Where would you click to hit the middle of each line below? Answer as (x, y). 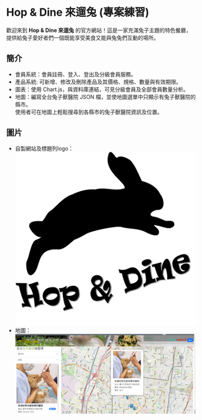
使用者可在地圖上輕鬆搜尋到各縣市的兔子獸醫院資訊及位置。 (89, 111)
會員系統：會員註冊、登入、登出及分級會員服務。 (75, 74)
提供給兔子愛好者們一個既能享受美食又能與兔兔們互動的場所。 (83, 37)
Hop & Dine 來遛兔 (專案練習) (78, 12)
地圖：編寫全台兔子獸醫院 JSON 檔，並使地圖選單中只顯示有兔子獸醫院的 (105, 96)
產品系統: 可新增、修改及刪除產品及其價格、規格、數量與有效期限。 (98, 81)
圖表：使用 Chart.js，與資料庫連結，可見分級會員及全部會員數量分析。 (102, 89)
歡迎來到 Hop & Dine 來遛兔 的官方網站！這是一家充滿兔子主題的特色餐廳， (99, 30)
